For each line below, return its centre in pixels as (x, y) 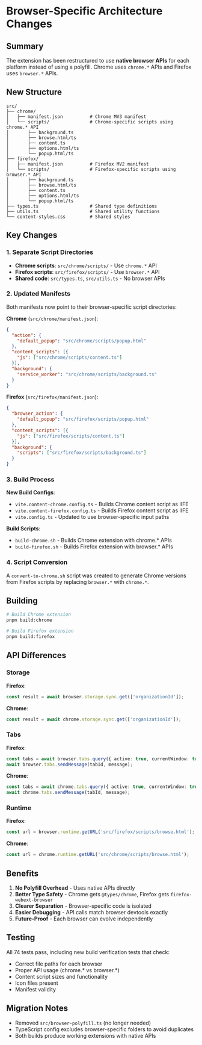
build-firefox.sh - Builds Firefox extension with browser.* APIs (94, 547)
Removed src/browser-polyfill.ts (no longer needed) (83, 1023)
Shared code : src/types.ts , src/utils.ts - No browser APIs (90, 278)
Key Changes (32, 235)
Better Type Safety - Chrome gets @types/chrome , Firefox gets (92, 895)
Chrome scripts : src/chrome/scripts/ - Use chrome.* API (86, 265)
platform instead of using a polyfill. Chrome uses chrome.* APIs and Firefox (99, 67)
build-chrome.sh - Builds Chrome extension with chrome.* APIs (93, 541)
